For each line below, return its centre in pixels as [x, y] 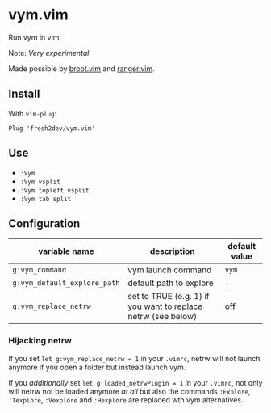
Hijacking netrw [40, 341]
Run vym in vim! [35, 37]
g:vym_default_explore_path [66, 283]
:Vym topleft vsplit [54, 190]
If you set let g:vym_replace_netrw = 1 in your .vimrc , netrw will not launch [134, 358]
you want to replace [165, 306]
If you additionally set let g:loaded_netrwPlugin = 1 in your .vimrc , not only [135, 382]
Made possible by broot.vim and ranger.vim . [81, 68]
